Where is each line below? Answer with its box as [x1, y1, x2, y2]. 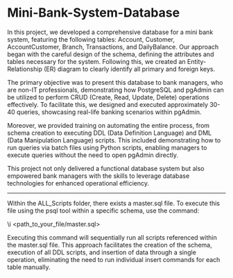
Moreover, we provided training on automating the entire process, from [7, 121, 210, 129]
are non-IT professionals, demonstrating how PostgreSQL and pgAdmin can [7, 85, 224, 94]
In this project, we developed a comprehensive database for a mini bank [7, 28, 214, 36]
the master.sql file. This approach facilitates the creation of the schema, [7, 240, 213, 249]
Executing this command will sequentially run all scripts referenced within [7, 233, 217, 241]
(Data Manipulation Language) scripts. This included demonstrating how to [7, 136, 221, 144]
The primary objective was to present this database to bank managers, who [7, 78, 223, 86]
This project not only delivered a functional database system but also [7, 164, 205, 172]
